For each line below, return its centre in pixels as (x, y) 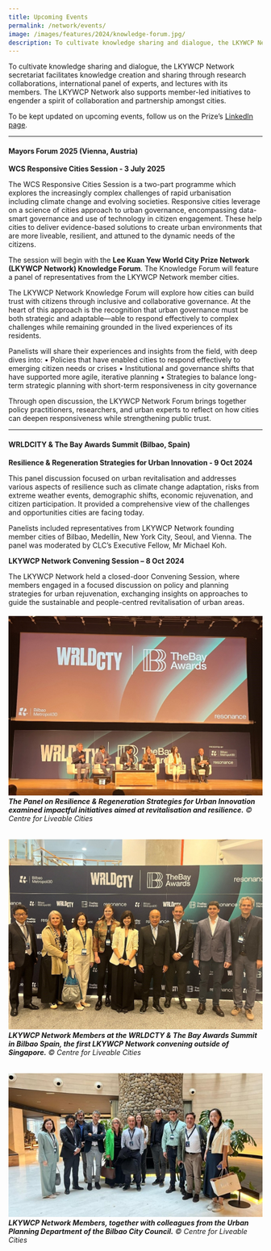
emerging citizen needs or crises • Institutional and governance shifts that (131, 369)
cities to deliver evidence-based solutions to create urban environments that (135, 227)
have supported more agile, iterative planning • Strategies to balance (123, 377)
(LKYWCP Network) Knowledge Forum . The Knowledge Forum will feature (133, 269)
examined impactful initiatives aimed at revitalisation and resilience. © (130, 810)
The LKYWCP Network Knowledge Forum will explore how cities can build (131, 293)
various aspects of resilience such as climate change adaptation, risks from (134, 486)
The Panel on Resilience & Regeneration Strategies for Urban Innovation (132, 802)
